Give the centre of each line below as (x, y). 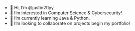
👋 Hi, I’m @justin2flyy (32, 8)
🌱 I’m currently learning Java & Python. (50, 18)
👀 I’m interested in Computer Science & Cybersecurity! (66, 13)
